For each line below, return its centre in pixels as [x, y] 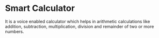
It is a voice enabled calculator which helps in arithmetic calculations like [78, 21]
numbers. [15, 31]
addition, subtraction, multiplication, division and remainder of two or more [79, 26]
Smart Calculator [40, 8]
